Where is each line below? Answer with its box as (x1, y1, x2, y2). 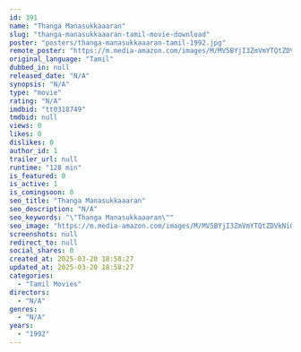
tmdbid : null (9, 113, 58, 122)
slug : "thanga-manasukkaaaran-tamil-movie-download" (9, 30, 211, 39)
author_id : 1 (9, 146, 58, 155)
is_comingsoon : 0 (9, 188, 74, 197)
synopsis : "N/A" (9, 80, 70, 89)
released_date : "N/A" (9, 72, 90, 81)
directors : (9, 288, 50, 296)
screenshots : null (9, 229, 78, 238)
